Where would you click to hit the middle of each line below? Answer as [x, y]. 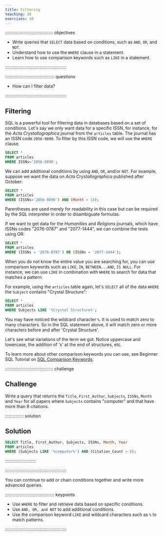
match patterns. [28, 519]
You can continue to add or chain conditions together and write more [74, 480]
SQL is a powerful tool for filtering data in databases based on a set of [76, 123]
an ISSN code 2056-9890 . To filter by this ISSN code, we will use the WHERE [79, 139]
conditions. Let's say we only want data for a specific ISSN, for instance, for [81, 128]
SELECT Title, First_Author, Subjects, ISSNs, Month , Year [66, 442]
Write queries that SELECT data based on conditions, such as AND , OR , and [85, 42]
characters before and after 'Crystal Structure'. [52, 330]
